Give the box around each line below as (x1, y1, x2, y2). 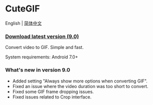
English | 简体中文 (5, 20, 42, 26)
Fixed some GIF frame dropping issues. (12, 88, 94, 94)
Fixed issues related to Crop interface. (12, 93, 92, 100)
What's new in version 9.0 (5, 66, 70, 73)
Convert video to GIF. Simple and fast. (5, 44, 84, 50)
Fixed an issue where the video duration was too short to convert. (12, 83, 148, 89)
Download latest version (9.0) (5, 33, 79, 40)
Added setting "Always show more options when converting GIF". (12, 78, 148, 84)
